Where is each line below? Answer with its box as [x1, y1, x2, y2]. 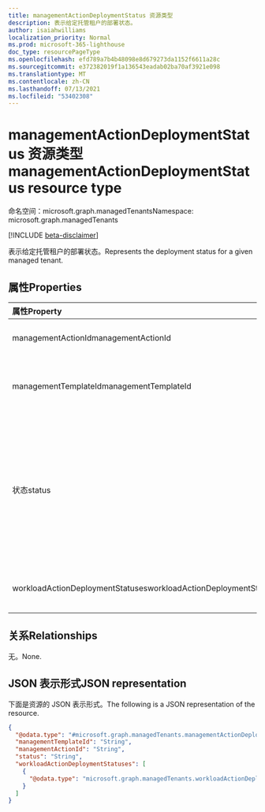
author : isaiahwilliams [8, 26, 87, 34]
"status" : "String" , [15, 753, 83, 761]
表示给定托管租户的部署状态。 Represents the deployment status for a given [8, 247, 253, 256]
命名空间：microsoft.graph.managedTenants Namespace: [8, 207, 194, 216]
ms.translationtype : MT [8, 70, 87, 78]
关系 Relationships [8, 629, 98, 643]
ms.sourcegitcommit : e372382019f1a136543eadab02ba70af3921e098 [8, 63, 221, 71]
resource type [27, 179, 122, 197]
